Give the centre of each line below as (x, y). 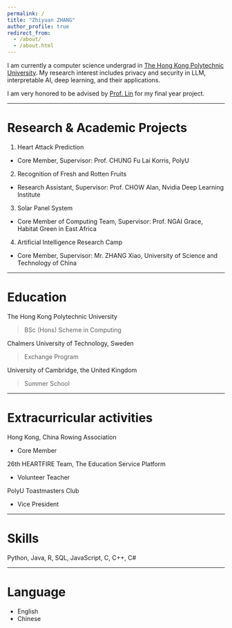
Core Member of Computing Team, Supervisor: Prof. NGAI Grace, (110, 221)
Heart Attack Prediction (50, 147)
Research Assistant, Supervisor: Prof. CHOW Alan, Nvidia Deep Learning (120, 187)
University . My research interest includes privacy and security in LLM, (106, 73)
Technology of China (47, 263)
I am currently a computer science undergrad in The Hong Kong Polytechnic (116, 65)
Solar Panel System (45, 207)
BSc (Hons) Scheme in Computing (73, 330)
